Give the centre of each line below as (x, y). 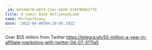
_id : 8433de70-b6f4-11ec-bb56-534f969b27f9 (51, 10)
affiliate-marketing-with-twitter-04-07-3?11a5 (52, 43)
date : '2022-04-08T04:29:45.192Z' (41, 23)
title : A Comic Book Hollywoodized (42, 14)
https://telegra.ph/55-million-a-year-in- (106, 37)
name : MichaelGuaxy (25, 19)
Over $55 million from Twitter (35, 37)
